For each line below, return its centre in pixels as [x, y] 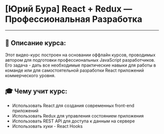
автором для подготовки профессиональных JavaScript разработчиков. [80, 60]
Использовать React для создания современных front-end [73, 105]
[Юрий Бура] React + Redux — [69, 9]
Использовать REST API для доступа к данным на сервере [73, 121]
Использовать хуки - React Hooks [47, 126]
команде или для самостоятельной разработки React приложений [74, 70]
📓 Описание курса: [36, 43]
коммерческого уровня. [30, 75]
